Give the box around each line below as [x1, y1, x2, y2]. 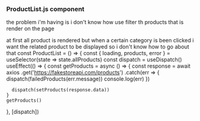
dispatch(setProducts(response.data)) [12, 87, 110, 93]
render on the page [6, 25, 55, 32]
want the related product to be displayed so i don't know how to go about [6, 43, 190, 50]
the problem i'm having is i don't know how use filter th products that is [6, 19, 184, 26]
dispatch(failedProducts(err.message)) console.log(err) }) [6, 75, 150, 83]
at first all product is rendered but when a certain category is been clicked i [6, 37, 194, 44]
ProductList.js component [6, 5, 85, 13]
